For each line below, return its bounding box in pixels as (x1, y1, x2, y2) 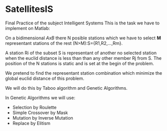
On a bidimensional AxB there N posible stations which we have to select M (5, 35, 161, 41)
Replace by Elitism (12, 120, 51, 126)
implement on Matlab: (5, 25, 50, 31)
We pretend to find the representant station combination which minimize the (5, 70, 162, 76)
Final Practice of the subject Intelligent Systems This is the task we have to (5, 20, 159, 26)
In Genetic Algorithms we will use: (5, 95, 75, 101)
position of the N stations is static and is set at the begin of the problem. (5, 60, 154, 66)
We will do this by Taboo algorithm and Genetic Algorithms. (5, 85, 128, 91)
